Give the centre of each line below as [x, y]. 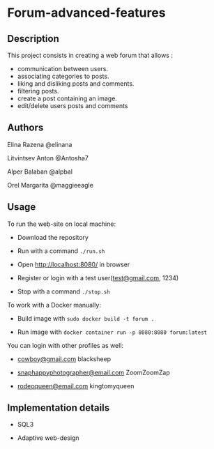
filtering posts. [38, 91]
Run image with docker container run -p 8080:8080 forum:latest [112, 332]
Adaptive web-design [48, 438]
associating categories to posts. [63, 76]
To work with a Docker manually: [54, 305]
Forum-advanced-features [86, 13]
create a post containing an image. [67, 98]
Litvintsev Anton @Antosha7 [48, 158]
